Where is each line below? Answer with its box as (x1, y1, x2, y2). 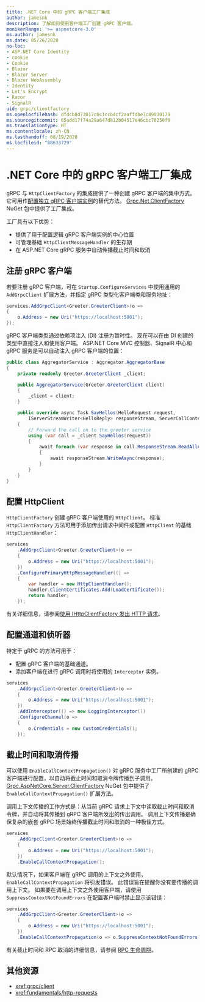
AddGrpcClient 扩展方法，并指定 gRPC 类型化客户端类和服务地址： (6, 291, 173, 298)
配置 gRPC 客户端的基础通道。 (15, 660, 92, 667)
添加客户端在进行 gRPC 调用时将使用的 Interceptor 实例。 (15, 667, 162, 675)
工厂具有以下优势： (6, 218, 55, 225)
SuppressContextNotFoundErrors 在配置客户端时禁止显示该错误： (6, 894, 168, 901)
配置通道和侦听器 (6, 629, 71, 640)
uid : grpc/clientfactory (6, 105, 70, 112)
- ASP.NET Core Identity (6, 49, 70, 55)
